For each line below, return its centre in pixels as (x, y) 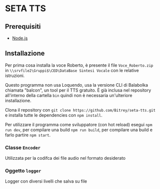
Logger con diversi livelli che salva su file (46, 181)
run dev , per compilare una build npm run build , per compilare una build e (79, 130)
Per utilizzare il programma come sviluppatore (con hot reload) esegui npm (79, 124)
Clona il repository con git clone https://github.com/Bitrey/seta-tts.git (80, 110)
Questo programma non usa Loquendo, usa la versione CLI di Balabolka (77, 85)
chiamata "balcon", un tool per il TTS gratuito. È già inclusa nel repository (78, 90)
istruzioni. (15, 76)
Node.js (20, 38)
